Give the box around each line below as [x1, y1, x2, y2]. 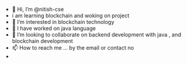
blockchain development [11, 38, 73, 44]
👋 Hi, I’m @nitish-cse [11, 6, 64, 13]
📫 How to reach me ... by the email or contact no [11, 44, 134, 51]
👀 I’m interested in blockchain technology [11, 19, 115, 25]
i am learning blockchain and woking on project [11, 12, 129, 19]
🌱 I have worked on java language [11, 25, 96, 32]
